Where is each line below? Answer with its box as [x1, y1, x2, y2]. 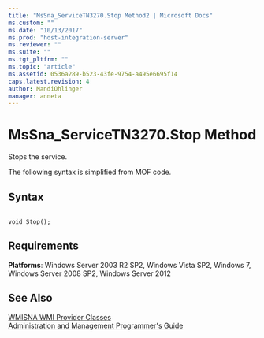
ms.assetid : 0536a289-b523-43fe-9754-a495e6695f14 [8, 70, 178, 78]
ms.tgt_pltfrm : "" [8, 56, 69, 64]
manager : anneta [8, 92, 61, 100]
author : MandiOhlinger [8, 84, 83, 93]
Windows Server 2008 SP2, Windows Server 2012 [8, 269, 171, 278]
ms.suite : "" [8, 48, 51, 56]
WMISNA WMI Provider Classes [8, 312, 112, 321]
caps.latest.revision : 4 [8, 77, 90, 85]
